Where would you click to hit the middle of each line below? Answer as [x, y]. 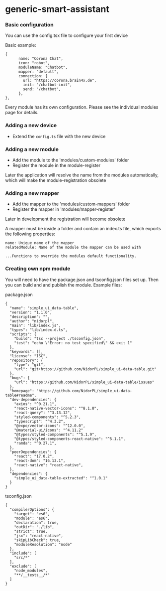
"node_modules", [31, 571]
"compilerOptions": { [32, 509]
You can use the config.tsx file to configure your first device [67, 35]
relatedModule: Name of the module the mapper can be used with [73, 248]
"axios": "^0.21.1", [35, 404]
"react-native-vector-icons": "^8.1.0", [56, 408]
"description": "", [30, 317]
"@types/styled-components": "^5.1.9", [55, 435]
